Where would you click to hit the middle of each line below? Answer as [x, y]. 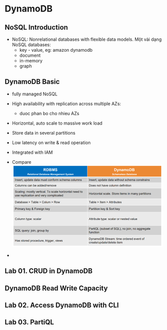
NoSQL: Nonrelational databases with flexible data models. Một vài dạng [87, 39]
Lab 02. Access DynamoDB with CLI [62, 305]
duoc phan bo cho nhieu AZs [49, 113]
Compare [22, 162]
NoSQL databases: [31, 45]
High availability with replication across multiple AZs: [66, 103]
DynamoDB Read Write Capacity [56, 288]
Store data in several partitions [44, 133]
